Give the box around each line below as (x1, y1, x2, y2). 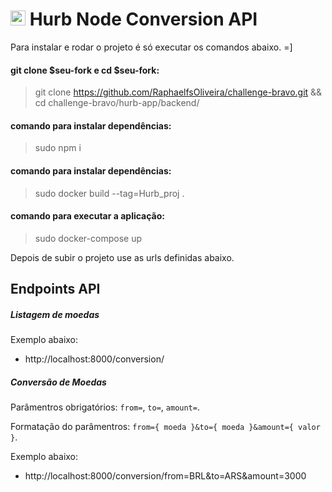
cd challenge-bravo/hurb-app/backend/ (34, 97, 200, 109)
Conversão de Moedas (10, 376, 107, 388)
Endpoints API (10, 281, 101, 298)
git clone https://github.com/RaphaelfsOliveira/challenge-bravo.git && (34, 86, 323, 98)
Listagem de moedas (10, 308, 100, 320)
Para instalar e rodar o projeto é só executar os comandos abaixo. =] (10, 41, 293, 53)
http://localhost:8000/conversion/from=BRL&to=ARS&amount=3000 (24, 470, 307, 482)
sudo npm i (34, 142, 82, 154)
